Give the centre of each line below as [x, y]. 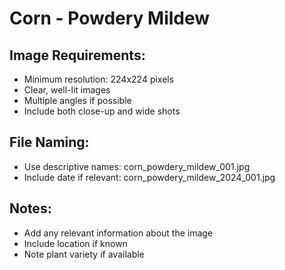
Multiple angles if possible [77, 100]
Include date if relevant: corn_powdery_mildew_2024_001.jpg [149, 177]
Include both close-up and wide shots [102, 111]
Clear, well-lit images [67, 90]
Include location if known [75, 243]
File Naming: [49, 142]
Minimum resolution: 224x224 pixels [99, 79]
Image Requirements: [77, 55]
